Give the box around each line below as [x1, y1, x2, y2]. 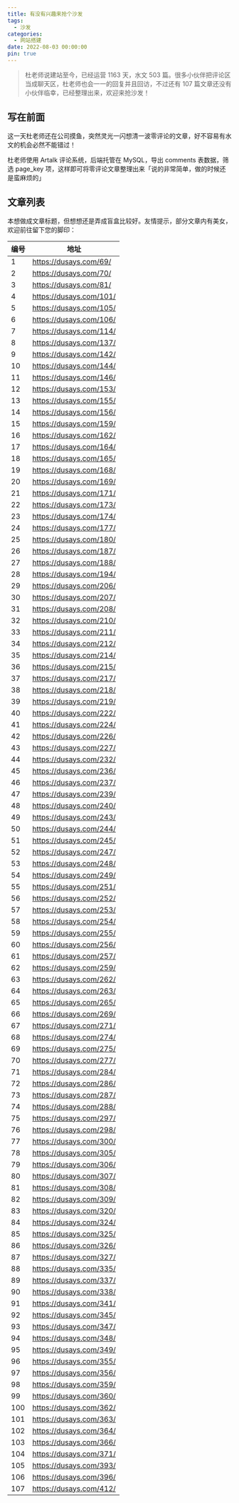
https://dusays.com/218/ [32, 685, 116, 695]
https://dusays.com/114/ [32, 326, 116, 336]
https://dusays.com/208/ [32, 603, 116, 613]
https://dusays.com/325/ [32, 1229, 116, 1239]
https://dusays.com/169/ [32, 477, 116, 487]
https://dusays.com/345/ [32, 1310, 116, 1320]
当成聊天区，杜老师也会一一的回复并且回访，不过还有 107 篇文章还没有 [24, 79, 232, 88]
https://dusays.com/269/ [32, 1009, 116, 1019]
